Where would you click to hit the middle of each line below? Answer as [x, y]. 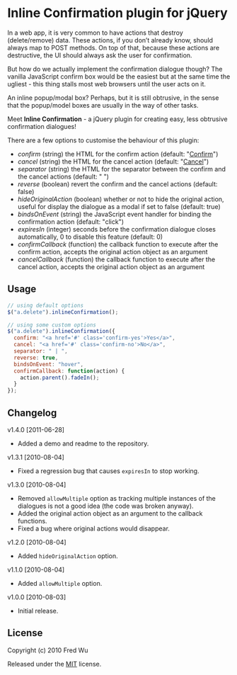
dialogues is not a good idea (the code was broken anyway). [105, 506]
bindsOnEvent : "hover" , [48, 364]
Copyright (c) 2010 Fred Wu [48, 650]
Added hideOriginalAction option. [68, 556]
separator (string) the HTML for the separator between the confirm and [122, 169]
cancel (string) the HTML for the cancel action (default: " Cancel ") [113, 161]
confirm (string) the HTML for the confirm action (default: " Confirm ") [118, 154]
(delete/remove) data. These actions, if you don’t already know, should [110, 40]
